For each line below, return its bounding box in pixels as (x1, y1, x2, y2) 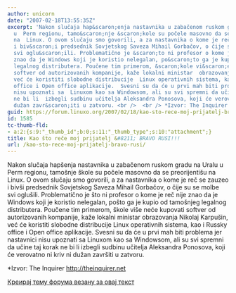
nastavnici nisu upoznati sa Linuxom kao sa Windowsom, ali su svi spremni (7, 235, 224, 244)
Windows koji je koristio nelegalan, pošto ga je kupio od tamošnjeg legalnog (7, 198, 227, 206)
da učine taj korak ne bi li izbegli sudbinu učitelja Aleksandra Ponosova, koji (7, 243, 226, 251)
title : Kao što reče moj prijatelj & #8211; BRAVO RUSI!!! (7, 135, 181, 142)
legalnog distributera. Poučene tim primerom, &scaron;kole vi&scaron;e (13, 63, 231, 70)
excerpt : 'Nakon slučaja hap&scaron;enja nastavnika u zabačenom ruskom (7, 23, 225, 30)
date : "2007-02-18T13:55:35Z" (7, 17, 96, 24)
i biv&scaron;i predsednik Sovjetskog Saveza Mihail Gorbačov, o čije (13, 43, 225, 50)
